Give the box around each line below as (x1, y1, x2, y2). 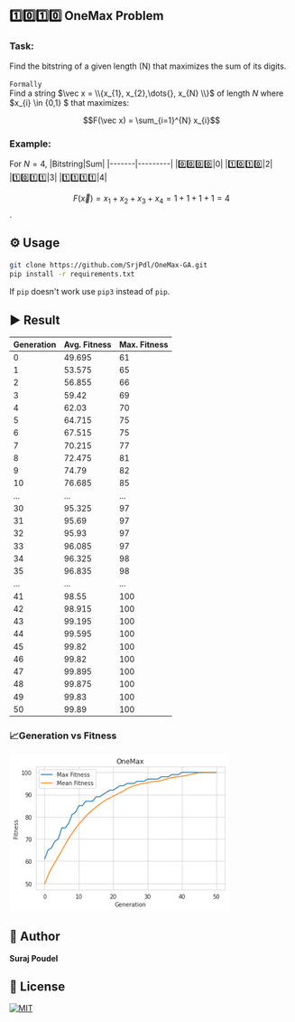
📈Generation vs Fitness (9, 729, 117, 742)
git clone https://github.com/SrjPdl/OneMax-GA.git (9, 260, 207, 269)
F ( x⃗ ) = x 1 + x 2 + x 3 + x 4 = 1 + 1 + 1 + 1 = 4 (73, 192, 230, 206)
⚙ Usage (9, 235, 60, 251)
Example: (9, 137, 51, 150)
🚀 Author (9, 929, 60, 944)
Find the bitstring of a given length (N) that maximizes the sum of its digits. (9, 61, 287, 71)
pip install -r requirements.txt (9, 270, 135, 279)
